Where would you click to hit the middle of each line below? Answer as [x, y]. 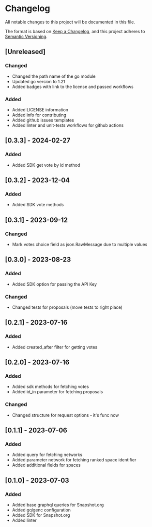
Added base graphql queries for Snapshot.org [58, 505]
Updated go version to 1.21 [38, 81]
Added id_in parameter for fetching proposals [57, 392]
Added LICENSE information [40, 109]
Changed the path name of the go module [54, 76]
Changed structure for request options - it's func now [66, 415]
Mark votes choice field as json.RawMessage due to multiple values [80, 244]
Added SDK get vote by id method [46, 165]
